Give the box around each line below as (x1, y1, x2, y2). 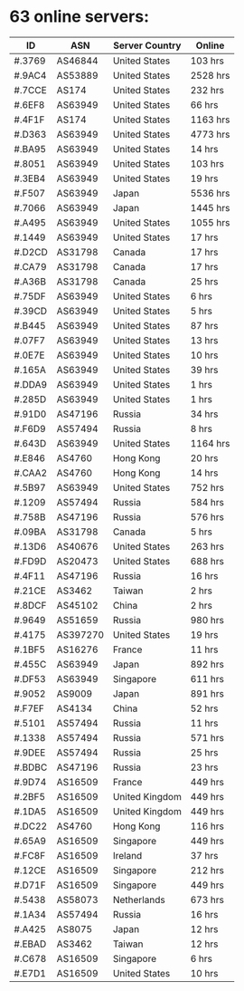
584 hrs (190, 495, 224, 508)
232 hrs (190, 83, 224, 96)
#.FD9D (14, 554, 47, 567)
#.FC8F (14, 849, 46, 861)
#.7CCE (14, 83, 47, 96)
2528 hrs (190, 69, 230, 82)
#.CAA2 (14, 467, 48, 479)
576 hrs (190, 510, 224, 523)
